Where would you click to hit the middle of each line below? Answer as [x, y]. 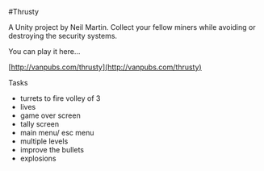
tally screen [39, 124]
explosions [38, 158]
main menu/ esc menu [57, 133]
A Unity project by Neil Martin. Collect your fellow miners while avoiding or [132, 27]
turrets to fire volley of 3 [60, 98]
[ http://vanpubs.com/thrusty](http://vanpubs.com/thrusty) [105, 67]
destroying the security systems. [63, 36]
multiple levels [44, 141]
